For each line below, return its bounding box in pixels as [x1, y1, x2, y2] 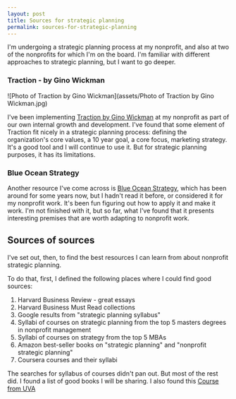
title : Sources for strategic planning [7, 17, 125, 24]
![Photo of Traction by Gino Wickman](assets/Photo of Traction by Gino [7, 91, 215, 100]
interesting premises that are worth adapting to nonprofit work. [7, 213, 190, 222]
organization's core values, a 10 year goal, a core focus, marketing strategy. [7, 135, 228, 143]
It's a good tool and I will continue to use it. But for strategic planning [7, 143, 207, 151]
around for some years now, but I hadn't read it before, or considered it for [7, 191, 223, 200]
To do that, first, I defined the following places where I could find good [7, 274, 211, 282]
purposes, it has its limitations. [7, 150, 96, 159]
